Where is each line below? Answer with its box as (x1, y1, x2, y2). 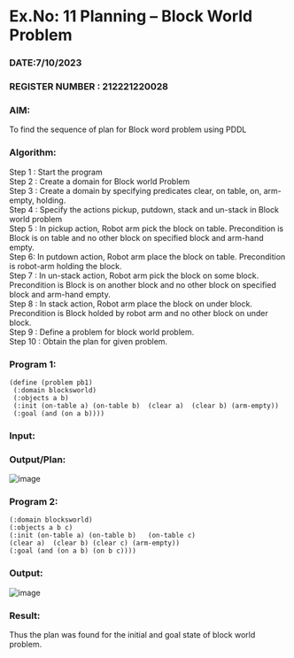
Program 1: (9, 358, 57, 370)
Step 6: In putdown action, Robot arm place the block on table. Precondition (9, 251, 286, 262)
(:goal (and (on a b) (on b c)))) (9, 546, 137, 555)
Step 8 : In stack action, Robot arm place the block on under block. (9, 298, 252, 309)
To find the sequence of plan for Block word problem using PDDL (9, 124, 247, 135)
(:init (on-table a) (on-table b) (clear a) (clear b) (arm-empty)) (12, 401, 279, 410)
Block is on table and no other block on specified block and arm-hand (9, 232, 264, 243)
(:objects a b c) (9, 523, 73, 532)
